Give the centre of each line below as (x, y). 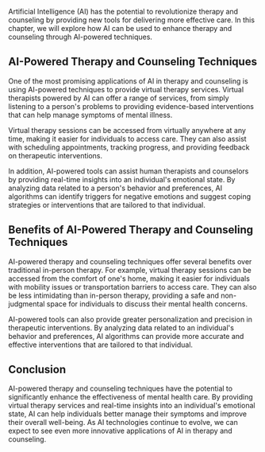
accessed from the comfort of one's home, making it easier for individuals (129, 279)
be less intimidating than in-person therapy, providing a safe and (114, 295)
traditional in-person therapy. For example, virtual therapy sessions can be (130, 270)
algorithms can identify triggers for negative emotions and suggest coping (130, 196)
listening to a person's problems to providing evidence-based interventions (131, 106)
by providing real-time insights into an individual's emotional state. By (122, 179)
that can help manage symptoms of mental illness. (90, 115)
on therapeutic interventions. (56, 155)
